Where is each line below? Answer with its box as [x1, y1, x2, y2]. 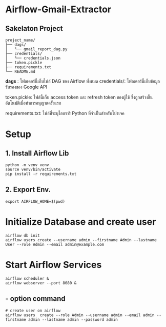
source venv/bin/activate [5, 167, 60, 172]
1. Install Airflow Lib [5, 149, 69, 158]
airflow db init [5, 233, 40, 238]
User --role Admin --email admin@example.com [5, 242, 104, 247]
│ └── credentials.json [5, 55, 60, 61]
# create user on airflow [5, 308, 60, 313]
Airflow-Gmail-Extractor [5, 4, 112, 15]
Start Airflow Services [5, 259, 102, 271]
